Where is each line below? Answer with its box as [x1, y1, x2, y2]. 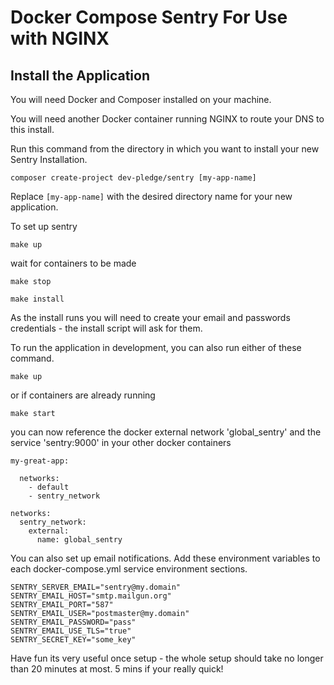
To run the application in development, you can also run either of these [10, 342, 302, 353]
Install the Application [10, 67, 150, 84]
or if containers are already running [10, 389, 156, 401]
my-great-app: [10, 456, 70, 466]
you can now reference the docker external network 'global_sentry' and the [10, 426, 322, 438]
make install [10, 294, 65, 304]
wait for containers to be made [10, 257, 137, 269]
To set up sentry [10, 221, 78, 232]
